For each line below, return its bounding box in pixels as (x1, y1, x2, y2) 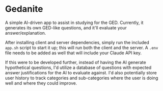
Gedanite (5, 3, 43, 15)
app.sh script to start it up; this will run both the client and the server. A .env (5, 45, 159, 50)
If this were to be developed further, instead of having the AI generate (5, 59, 146, 65)
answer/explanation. (5, 30, 46, 36)
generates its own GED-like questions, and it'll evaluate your (5, 24, 127, 30)
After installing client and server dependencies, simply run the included (5, 39, 149, 45)
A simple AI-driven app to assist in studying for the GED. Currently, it (5, 20, 144, 25)
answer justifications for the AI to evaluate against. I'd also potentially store (5, 69, 157, 75)
